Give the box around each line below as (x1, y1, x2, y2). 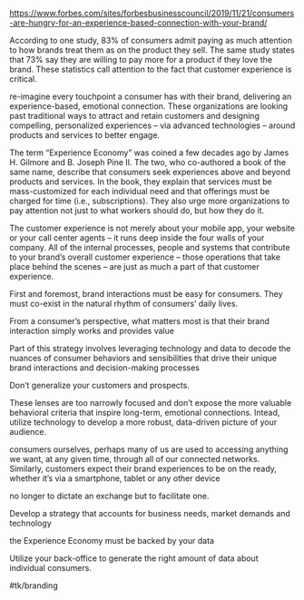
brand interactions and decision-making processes (9, 362, 200, 373)
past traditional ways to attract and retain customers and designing (9, 111, 260, 121)
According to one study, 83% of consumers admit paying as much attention (9, 35, 293, 45)
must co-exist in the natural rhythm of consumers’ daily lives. (9, 299, 239, 309)
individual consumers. (9, 563, 93, 573)
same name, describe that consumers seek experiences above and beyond (9, 167, 290, 177)
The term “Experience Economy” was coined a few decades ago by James (9, 147, 289, 158)
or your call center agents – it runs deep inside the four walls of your (9, 232, 265, 243)
